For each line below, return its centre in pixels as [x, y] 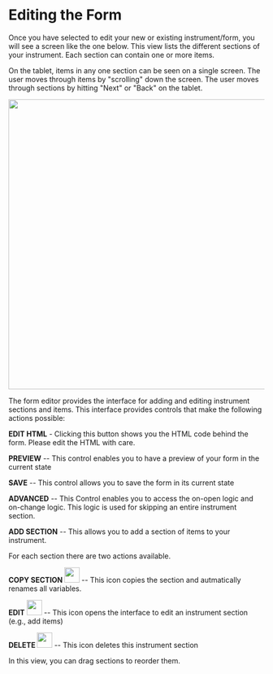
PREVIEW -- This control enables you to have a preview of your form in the [134, 458]
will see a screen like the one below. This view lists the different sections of [134, 46]
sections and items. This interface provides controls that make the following [135, 409]
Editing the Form [65, 15]
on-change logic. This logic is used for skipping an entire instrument [123, 507]
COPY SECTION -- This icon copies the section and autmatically [125, 580]
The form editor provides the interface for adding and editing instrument [129, 400]
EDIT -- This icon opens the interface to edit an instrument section [128, 612]
